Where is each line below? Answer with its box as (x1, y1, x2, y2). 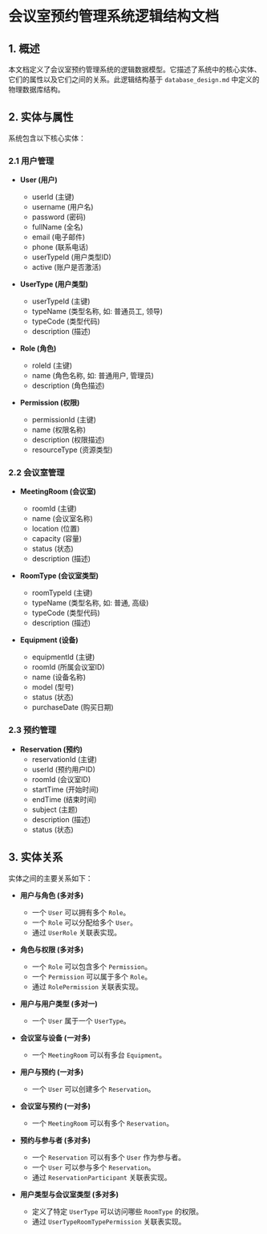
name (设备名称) (31, 672, 87, 682)
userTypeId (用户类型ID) (31, 252, 112, 262)
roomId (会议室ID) (31, 774, 91, 784)
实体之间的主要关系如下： (8, 873, 93, 883)
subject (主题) (31, 804, 79, 814)
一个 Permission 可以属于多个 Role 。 (31, 971, 152, 981)
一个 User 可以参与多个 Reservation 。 (31, 1162, 156, 1172)
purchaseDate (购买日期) (31, 703, 114, 712)
